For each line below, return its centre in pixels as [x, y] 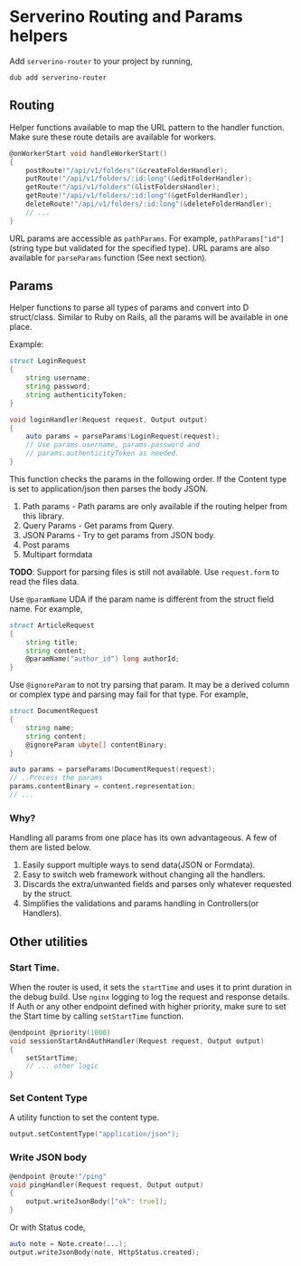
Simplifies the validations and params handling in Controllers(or [141, 904]
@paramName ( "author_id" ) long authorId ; [103, 659]
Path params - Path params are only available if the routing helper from [155, 506]
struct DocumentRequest [54, 711]
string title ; [52, 642]
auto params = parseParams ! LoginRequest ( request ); [123, 437]
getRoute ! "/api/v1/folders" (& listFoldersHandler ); [123, 188]
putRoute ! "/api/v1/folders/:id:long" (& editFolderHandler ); [139, 179]
